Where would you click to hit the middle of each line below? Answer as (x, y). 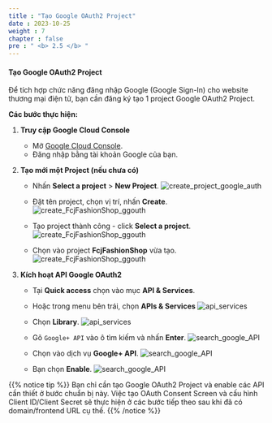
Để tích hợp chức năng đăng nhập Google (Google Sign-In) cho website (129, 90)
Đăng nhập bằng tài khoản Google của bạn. (105, 154)
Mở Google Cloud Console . (78, 146)
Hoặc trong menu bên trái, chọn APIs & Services (114, 306)
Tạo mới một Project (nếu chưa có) (80, 170)
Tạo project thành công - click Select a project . (112, 226)
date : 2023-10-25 (39, 24)
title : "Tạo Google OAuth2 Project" (72, 16)
